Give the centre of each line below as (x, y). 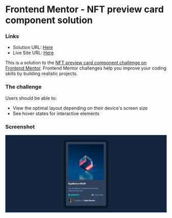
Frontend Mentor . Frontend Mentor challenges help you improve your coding (86, 68)
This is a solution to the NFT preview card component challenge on (76, 63)
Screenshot (20, 126)
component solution (49, 20)
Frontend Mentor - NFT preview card (84, 9)
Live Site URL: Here (33, 53)
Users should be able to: (31, 98)
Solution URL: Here (33, 48)
